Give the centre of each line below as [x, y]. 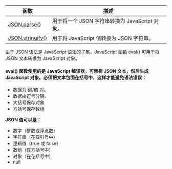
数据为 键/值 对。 [30, 90]
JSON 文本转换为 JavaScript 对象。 [43, 58]
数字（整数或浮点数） [35, 131]
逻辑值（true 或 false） [37, 143]
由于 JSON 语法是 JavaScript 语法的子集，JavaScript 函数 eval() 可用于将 [82, 52]
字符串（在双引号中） [35, 137]
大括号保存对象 [28, 102]
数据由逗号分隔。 [31, 96]
